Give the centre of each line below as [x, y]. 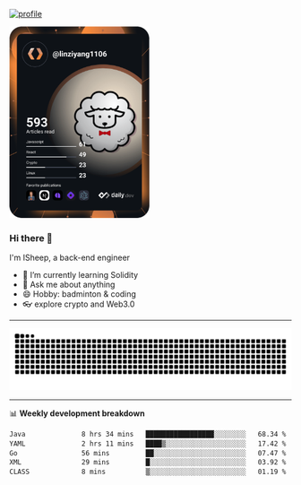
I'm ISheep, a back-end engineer [70, 258]
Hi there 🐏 [31, 238]
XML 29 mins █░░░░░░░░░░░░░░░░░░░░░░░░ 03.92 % [148, 463]
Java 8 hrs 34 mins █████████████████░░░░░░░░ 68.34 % [148, 434]
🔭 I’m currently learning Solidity [80, 275]
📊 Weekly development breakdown [77, 413]
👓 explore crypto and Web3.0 [78, 304]
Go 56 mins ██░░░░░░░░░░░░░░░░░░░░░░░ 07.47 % [148, 453]
